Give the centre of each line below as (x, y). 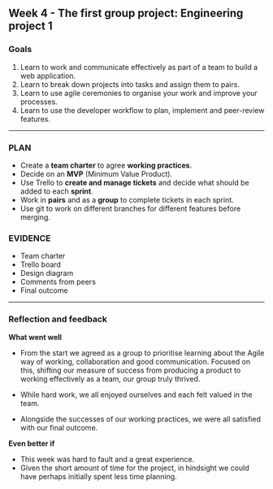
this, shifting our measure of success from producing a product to (130, 370)
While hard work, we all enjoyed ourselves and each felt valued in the (136, 395)
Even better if (32, 443)
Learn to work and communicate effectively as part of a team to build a (139, 67)
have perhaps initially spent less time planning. (98, 476)
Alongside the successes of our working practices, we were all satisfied (141, 419)
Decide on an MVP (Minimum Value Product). (96, 173)
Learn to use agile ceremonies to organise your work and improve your (139, 93)
